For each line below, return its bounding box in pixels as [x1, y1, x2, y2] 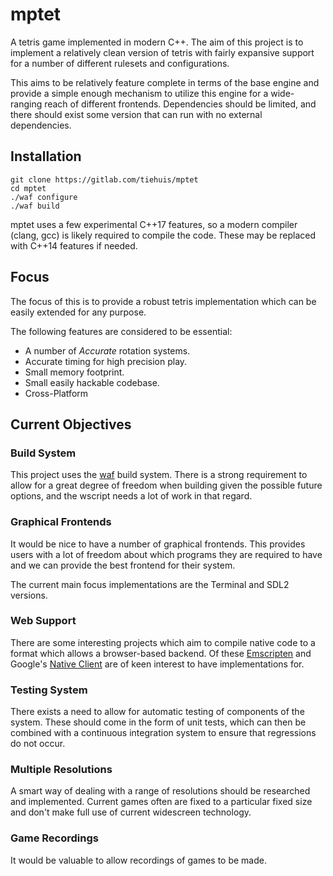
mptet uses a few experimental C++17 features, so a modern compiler [10, 218, 298, 230]
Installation [10, 148, 82, 165]
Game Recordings [10, 831, 99, 845]
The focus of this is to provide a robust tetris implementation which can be [10, 295, 317, 307]
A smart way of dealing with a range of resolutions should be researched [10, 785, 311, 797]
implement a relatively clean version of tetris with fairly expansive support [10, 46, 315, 58]
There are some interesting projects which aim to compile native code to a [10, 636, 316, 648]
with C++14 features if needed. [10, 239, 138, 252]
